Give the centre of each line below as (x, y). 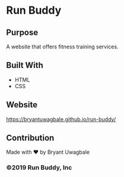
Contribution (30, 138)
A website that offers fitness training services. (62, 46)
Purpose (22, 32)
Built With (25, 65)
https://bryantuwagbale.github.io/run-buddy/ (61, 119)
